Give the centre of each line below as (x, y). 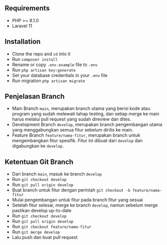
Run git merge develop (36, 232)
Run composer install (35, 59)
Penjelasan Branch (35, 97)
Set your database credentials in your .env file (60, 75)
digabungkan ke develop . (38, 146)
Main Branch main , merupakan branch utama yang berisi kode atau (81, 108)
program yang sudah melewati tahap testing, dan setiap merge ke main (86, 114)
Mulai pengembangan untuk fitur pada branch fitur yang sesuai (77, 200)
